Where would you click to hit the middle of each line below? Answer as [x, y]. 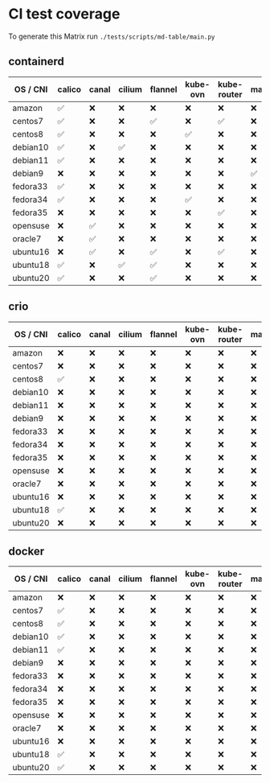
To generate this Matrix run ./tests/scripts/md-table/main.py [112, 36]
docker [27, 551]
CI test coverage [64, 14]
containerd [36, 62]
